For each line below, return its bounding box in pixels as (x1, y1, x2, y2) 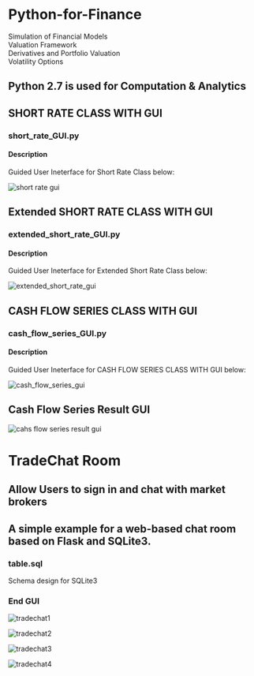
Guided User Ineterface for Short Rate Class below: (8, 167, 175, 177)
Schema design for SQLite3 (8, 576, 98, 585)
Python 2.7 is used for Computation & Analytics (8, 80, 247, 93)
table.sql (8, 558, 43, 569)
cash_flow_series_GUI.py (8, 327, 107, 338)
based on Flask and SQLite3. (8, 534, 151, 547)
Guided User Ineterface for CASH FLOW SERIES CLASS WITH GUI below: (8, 364, 246, 374)
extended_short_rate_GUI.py (8, 229, 121, 240)
